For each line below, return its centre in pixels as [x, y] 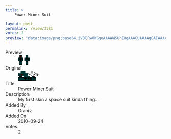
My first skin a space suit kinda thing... [59, 100]
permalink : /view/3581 [29, 28]
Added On [16, 116]
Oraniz [25, 110]
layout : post [19, 24]
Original [13, 68]
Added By [16, 105]
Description [17, 94]
